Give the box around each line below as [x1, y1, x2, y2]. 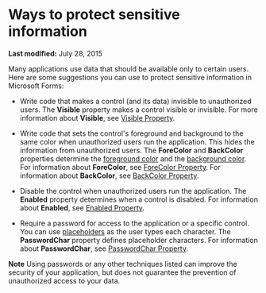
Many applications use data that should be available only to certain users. [8, 64, 249, 73]
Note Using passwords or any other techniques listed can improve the [8, 259, 237, 268]
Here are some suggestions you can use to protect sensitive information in [8, 72, 253, 82]
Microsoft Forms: [8, 81, 64, 91]
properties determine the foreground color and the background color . [19, 153, 247, 164]
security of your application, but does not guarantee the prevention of [8, 268, 237, 277]
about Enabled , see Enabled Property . [19, 202, 145, 212]
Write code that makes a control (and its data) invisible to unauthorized [19, 96, 252, 106]
